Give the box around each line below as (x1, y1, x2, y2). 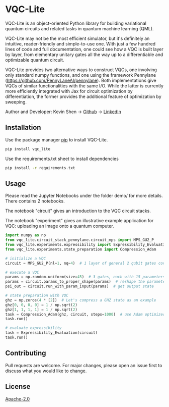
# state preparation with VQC (5, 293, 69, 298)
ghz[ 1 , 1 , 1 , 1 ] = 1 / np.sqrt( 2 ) (5, 307, 78, 312)
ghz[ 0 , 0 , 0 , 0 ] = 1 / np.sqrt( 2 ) (5, 302, 78, 308)
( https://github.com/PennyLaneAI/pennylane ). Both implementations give (5, 77, 157, 83)
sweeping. (5, 98, 27, 105)
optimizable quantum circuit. (5, 57, 64, 63)
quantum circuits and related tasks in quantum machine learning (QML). (5, 25, 154, 31)
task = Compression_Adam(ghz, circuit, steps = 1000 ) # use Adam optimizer (5, 312, 165, 317)
